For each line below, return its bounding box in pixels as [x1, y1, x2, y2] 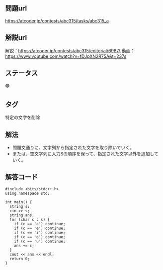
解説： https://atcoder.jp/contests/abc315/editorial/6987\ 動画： [5, 47, 135, 53]
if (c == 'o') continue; [14, 234, 66, 240]
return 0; [9, 256, 30, 261]
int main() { [5, 199, 32, 205]
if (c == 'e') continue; [14, 226, 66, 231]
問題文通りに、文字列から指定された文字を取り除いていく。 [12, 144, 134, 150]
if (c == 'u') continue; [14, 239, 66, 244]
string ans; [9, 213, 35, 218]
